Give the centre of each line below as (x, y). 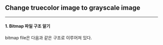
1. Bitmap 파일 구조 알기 (28, 26)
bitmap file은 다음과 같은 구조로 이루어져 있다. (49, 38)
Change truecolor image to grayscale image (73, 8)
